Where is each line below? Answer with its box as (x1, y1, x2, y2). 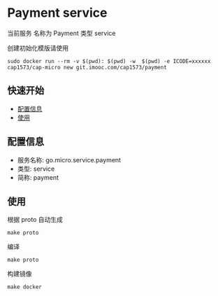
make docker (7, 283, 42, 291)
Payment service (7, 5, 108, 21)
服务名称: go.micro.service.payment (17, 155, 121, 164)
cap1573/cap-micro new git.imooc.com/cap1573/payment (7, 64, 168, 71)
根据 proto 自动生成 (7, 216, 63, 224)
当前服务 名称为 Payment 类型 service (7, 29, 116, 37)
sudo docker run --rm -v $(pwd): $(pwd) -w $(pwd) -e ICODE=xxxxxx (7, 57, 211, 64)
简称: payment (17, 173, 59, 181)
